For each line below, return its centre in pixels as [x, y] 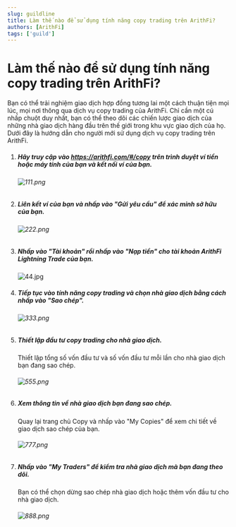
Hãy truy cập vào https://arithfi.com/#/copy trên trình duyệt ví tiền [118, 157]
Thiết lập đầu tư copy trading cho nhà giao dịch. [89, 340]
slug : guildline [31, 14]
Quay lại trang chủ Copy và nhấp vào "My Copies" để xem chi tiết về [117, 421]
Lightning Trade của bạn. [55, 259]
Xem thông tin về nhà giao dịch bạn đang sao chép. [95, 403]
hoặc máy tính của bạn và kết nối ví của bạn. [85, 164]
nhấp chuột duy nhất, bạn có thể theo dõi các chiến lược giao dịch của [110, 118]
